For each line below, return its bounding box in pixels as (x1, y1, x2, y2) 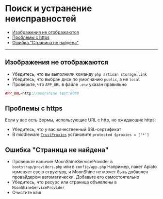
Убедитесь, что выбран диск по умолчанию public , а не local (12, 76, 141, 82)
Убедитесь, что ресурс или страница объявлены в (12, 179, 117, 185)
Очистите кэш (12, 190, 42, 196)
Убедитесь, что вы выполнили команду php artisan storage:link (12, 71, 147, 77)
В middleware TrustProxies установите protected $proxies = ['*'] (12, 132, 149, 137)
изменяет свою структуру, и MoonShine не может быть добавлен (12, 169, 148, 175)
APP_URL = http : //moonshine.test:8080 (5, 91, 79, 96)
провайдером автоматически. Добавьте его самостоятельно (12, 174, 140, 180)
